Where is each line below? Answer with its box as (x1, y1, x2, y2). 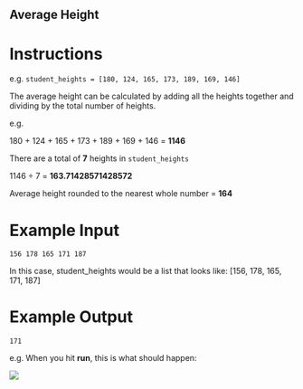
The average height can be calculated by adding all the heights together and (9, 90, 294, 102)
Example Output (9, 307, 134, 327)
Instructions (9, 43, 103, 64)
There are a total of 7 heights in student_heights (9, 153, 190, 164)
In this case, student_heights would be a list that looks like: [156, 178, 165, (9, 266, 282, 277)
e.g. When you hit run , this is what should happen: (9, 353, 197, 364)
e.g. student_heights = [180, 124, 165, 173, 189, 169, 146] (9, 73, 241, 84)
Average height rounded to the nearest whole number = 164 (9, 188, 233, 199)
